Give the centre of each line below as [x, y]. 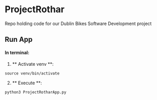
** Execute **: [27, 83]
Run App [19, 40]
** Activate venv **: [33, 64]
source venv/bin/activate [32, 73]
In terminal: [17, 53]
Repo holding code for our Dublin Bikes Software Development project [78, 23]
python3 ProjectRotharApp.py [36, 92]
